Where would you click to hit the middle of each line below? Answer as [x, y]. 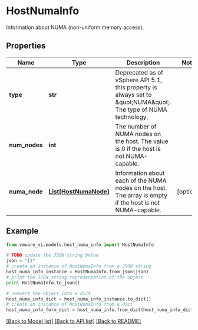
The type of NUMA [141, 109]
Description [143, 62]
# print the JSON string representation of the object [75, 277]
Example [22, 231]
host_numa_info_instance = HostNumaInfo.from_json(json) [77, 272]
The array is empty [141, 195]
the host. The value [142, 141]
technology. [132, 117]
